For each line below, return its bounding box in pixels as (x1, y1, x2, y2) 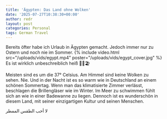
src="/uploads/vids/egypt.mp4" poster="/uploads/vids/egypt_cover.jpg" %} (5, 55, 163, 60)
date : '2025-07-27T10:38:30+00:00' (5, 12, 80, 17)
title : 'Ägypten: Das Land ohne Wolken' (5, 7, 91, 12)
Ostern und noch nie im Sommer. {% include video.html (5, 49, 120, 55)
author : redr (5, 16, 33, 21)
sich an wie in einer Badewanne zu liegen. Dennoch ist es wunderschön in (5, 93, 159, 99)
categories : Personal (5, 26, 51, 31)
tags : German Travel (5, 30, 49, 35)
